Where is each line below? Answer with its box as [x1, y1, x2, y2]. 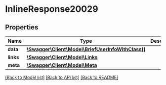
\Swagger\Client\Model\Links [26, 54, 98, 60]
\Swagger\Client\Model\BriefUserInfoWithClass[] [26, 46, 146, 53]
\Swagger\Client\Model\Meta [26, 62, 97, 68]
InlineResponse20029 [5, 3, 98, 15]
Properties [5, 23, 39, 31]
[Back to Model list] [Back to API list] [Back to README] [5, 75, 119, 80]
